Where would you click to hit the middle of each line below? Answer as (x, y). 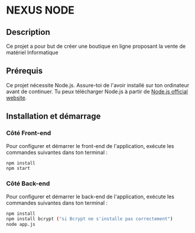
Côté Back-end (28, 183)
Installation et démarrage (53, 116)
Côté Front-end (29, 133)
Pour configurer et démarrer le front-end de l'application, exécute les (90, 146)
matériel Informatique (32, 52)
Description (28, 32)
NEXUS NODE (40, 10)
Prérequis (25, 71)
